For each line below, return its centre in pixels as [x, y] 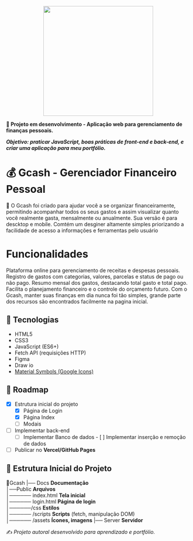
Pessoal [26, 189]
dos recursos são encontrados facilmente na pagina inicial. [77, 301]
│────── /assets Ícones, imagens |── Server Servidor [75, 520]
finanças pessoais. [30, 130]
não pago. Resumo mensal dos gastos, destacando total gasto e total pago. [97, 283]
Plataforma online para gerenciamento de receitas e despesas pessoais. [93, 270]
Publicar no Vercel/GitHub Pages [55, 450]
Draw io [24, 365]
